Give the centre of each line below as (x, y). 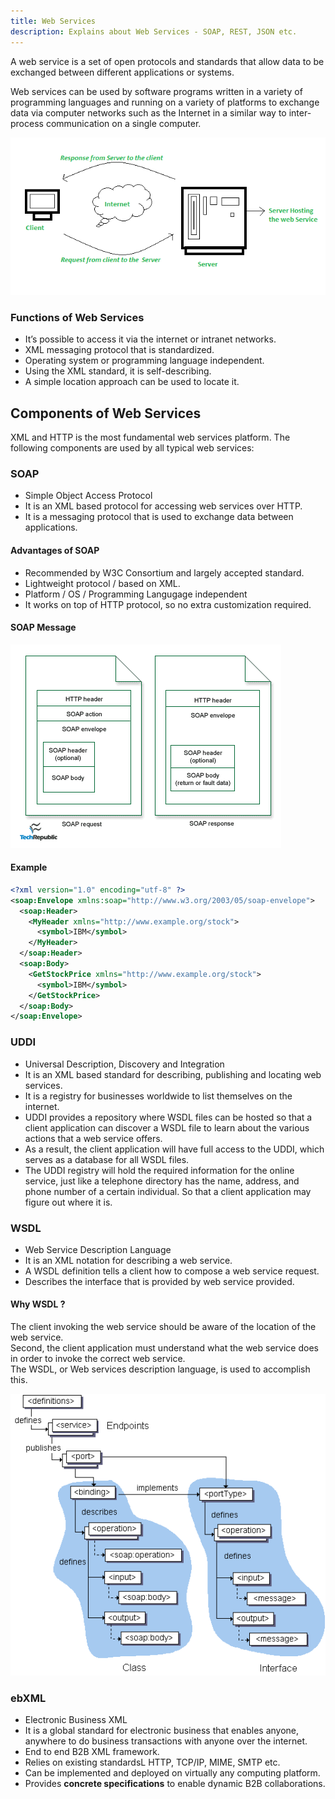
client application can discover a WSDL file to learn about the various (167, 1127)
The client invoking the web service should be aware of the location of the (163, 1327)
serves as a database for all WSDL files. (107, 1159)
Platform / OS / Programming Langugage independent (136, 594)
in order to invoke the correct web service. (98, 1359)
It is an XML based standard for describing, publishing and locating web (173, 1074)
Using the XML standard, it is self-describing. (118, 371)
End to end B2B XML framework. (92, 1751)
